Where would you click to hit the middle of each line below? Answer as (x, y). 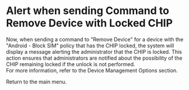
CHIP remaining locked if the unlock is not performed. (71, 64)
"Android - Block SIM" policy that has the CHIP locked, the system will (90, 46)
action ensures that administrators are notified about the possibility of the (94, 58)
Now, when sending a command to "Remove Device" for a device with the (95, 39)
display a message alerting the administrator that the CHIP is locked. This (94, 51)
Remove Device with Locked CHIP (90, 23)
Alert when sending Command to (87, 11)
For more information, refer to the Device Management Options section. (92, 70)
